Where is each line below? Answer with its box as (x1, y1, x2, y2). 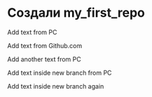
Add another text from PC (7, 54, 82, 64)
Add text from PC (7, 28, 57, 36)
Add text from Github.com (7, 41, 83, 50)
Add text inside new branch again (7, 82, 104, 90)
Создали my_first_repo (7, 5, 145, 21)
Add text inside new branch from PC (7, 68, 112, 77)
